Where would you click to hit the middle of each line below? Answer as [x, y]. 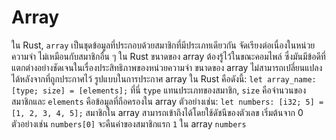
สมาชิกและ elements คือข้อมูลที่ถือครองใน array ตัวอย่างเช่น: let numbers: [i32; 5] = [167, 101]
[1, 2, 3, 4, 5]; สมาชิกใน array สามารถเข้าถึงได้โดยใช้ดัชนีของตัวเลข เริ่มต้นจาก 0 [157, 112]
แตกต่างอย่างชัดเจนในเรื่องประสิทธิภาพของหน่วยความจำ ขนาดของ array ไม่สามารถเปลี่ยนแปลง [167, 67]
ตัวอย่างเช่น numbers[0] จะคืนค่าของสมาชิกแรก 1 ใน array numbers [129, 123]
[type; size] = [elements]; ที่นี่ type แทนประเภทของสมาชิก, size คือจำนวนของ [159, 90]
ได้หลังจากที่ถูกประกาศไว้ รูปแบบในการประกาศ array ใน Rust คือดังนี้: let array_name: [164, 78]
